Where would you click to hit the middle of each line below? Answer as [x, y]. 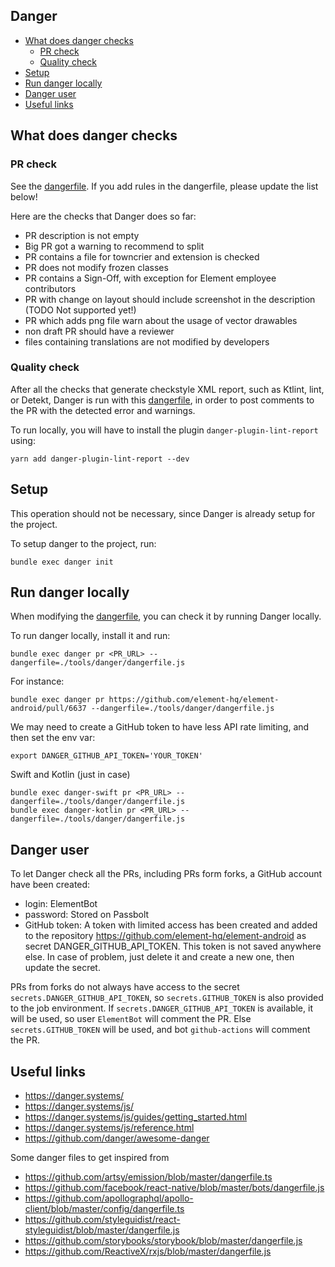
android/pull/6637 [48, 709]
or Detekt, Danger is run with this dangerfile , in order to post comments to [162, 400]
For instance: [37, 681]
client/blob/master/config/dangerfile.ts [104, 1209]
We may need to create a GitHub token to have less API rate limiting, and [160, 727]
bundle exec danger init [62, 562]
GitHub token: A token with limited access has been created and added [171, 925]
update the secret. [62, 968]
